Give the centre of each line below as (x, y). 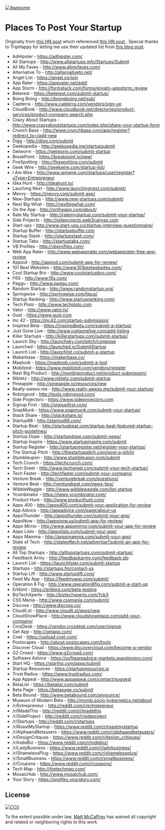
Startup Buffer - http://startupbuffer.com (53, 230)
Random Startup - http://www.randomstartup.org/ (63, 289)
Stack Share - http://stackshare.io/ (47, 415)
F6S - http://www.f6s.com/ (40, 278)
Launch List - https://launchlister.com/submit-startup (66, 563)
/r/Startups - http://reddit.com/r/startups (53, 721)
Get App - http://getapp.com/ (42, 631)
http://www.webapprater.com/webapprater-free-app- (102, 251)
